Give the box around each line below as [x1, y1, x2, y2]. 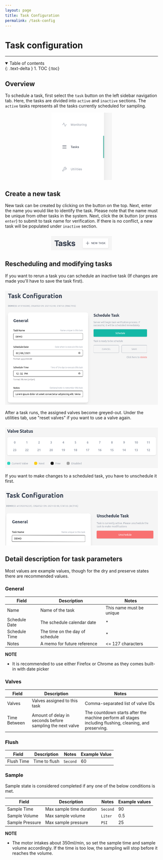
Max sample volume [45, 813, 85, 819]
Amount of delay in [32, 712, 70, 718]
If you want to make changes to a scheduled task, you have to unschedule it [5, 473, 157, 478]
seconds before [32, 717, 64, 723]
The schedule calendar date [40, 619, 96, 625]
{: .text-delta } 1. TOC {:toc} [5, 66, 60, 72]
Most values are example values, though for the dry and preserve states [5, 568, 149, 573]
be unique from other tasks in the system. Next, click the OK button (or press [5, 213, 157, 219]
